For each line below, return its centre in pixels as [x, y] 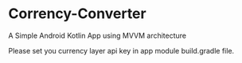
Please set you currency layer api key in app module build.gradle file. [121, 50]
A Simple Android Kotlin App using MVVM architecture [98, 35]
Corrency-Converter [77, 14]
